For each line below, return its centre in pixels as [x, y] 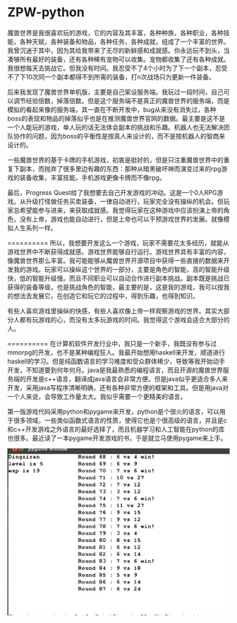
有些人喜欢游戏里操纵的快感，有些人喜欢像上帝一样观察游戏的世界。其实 [112, 311]
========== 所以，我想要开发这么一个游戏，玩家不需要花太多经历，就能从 [118, 243]
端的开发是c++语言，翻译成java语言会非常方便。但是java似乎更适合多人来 [120, 379]
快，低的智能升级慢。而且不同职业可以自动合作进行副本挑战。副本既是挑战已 [119, 278]
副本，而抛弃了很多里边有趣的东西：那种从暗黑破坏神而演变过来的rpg [120, 168]
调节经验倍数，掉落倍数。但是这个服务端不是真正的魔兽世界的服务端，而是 [121, 100]
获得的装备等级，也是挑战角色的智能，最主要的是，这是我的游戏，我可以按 [115, 287]
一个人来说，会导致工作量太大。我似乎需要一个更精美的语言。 [97, 396]
